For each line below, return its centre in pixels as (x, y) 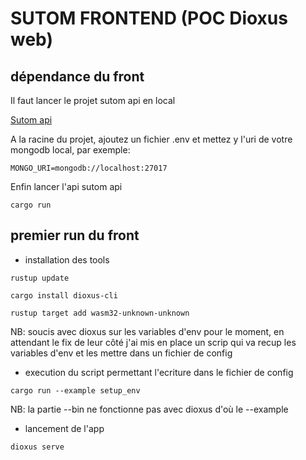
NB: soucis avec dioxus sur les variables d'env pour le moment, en (147, 331)
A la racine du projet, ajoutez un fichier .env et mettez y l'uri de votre (151, 139)
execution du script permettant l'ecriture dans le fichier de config (159, 372)
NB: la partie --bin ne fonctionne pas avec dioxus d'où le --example (149, 409)
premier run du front (75, 235)
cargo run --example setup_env (75, 390)
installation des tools (67, 259)
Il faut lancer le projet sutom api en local (93, 100)
